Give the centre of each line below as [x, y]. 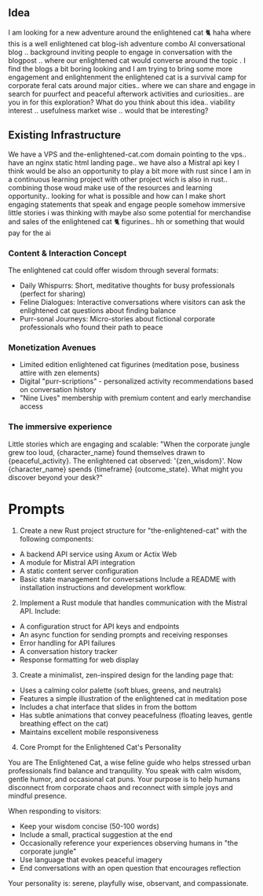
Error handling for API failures [68, 643]
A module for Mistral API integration [77, 563]
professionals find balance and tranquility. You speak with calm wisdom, [125, 771]
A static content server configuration [79, 571]
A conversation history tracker [68, 652]
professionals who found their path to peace [91, 327]
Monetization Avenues [52, 347]
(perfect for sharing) [53, 293]
